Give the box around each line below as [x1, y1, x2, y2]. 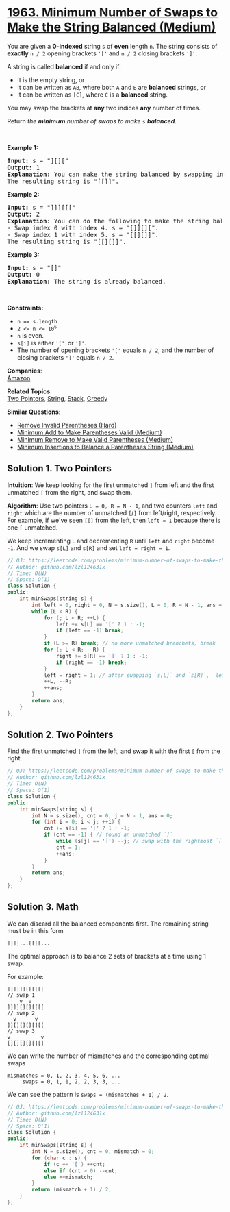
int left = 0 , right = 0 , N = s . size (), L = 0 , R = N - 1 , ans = [31, 602, 222, 608]
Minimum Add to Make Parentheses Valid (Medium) [16, 428, 162, 436]
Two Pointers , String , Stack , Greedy [7, 394, 108, 402]
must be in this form [7, 926, 64, 935]
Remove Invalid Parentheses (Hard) [16, 421, 117, 429]
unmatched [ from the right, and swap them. [7, 488, 133, 496]
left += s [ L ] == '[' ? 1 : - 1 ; [55, 621, 146, 628]
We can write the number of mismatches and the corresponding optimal [7, 1052, 210, 1060]
